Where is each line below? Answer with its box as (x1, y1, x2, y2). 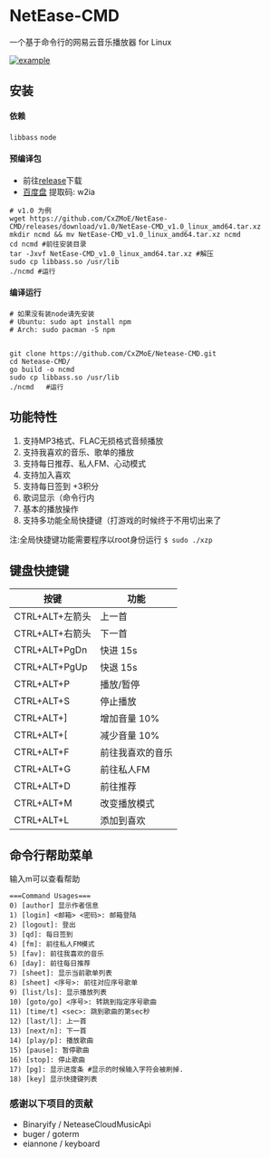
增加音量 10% (99, 711, 160, 724)
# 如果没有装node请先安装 (9, 309, 95, 319)
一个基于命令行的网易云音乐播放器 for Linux (9, 36, 172, 47)
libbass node (9, 132, 57, 142)
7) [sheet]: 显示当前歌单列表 (9, 968, 113, 978)
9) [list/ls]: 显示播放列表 (9, 988, 107, 997)
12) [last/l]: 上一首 (9, 1017, 87, 1026)
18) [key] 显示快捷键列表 (9, 1075, 98, 1084)
